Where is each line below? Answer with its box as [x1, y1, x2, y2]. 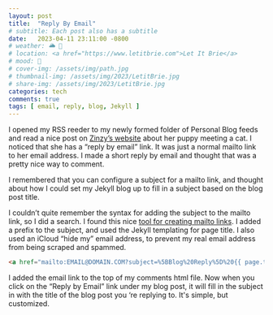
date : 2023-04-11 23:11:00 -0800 [8, 34, 129, 43]
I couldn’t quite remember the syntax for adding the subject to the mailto [8, 208, 251, 218]
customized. [8, 299, 50, 309]
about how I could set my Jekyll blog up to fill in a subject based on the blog [8, 183, 263, 193]
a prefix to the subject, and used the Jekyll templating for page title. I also [8, 225, 255, 235]
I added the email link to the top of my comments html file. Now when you [8, 273, 255, 283]
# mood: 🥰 [8, 58, 42, 66]
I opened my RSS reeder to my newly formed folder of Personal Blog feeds [8, 125, 258, 135]
